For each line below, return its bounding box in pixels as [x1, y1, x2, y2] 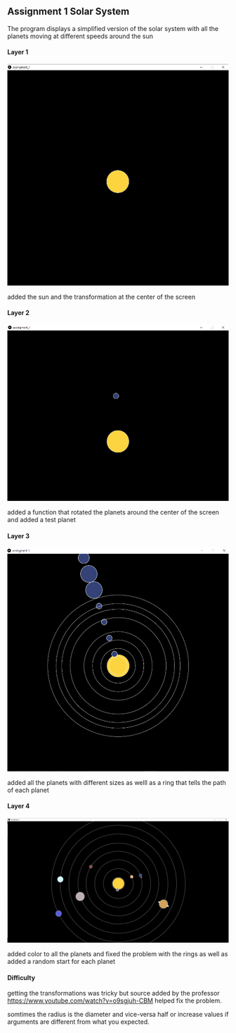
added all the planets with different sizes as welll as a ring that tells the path [7, 778, 226, 786]
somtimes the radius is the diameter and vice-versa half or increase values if [7, 1010, 229, 1019]
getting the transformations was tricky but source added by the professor [7, 989, 220, 998]
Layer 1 [7, 48, 29, 56]
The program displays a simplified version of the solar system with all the [7, 24, 219, 32]
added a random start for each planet [7, 958, 116, 966]
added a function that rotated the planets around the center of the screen [7, 508, 220, 516]
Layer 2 [7, 309, 30, 317]
